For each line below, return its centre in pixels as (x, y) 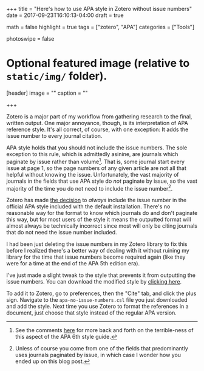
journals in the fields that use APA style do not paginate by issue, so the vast (102, 181)
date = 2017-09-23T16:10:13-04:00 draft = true (65, 15)
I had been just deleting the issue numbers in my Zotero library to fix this (97, 244)
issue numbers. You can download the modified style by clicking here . (94, 282)
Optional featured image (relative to (98, 63)
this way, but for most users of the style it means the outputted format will (99, 220)
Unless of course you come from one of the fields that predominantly (101, 349)
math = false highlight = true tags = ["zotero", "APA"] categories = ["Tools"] (100, 27)
